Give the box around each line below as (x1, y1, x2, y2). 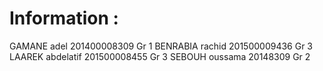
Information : (9, 7, 119, 30)
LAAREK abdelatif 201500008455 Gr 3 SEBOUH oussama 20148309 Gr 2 (9, 50, 311, 62)
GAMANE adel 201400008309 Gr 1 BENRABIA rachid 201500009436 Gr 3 (9, 40, 314, 52)
